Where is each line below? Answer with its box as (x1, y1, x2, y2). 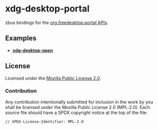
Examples (5, 34, 36, 42)
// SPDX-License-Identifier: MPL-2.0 (5, 119, 84, 124)
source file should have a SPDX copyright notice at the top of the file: (5, 109, 147, 115)
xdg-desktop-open (12, 47, 53, 53)
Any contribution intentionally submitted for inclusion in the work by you (5, 98, 153, 105)
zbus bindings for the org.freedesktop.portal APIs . (5, 19, 108, 25)
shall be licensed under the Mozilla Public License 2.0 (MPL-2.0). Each (5, 104, 150, 110)
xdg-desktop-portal (5, 3, 90, 14)
